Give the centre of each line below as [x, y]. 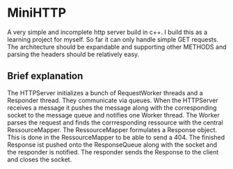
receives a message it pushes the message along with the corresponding [112, 107]
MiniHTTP [37, 13]
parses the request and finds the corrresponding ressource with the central [115, 122]
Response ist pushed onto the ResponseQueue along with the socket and [112, 145]
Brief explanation [45, 76]
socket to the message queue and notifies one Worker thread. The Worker [114, 115]
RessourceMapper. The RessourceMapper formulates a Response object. [112, 129]
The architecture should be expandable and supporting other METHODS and [117, 47]
